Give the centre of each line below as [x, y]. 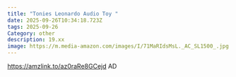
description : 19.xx [36, 40]
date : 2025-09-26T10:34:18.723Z [55, 20]
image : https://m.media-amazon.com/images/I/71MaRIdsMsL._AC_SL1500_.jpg [118, 46]
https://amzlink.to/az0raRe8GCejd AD [62, 66]
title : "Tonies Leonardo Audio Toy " [63, 14]
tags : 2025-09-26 [33, 27]
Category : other [31, 33]
